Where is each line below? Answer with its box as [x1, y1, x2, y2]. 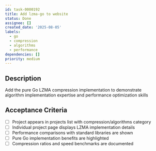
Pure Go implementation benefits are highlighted [12, 136, 109, 141]
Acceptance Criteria [5, 106, 67, 114]
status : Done [5, 16, 31, 21]
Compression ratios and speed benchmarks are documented [12, 141, 134, 147]
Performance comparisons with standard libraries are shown [12, 130, 133, 136]
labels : [5, 29, 21, 34]
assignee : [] [5, 20, 31, 26]
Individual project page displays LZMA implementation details [12, 124, 135, 130]
